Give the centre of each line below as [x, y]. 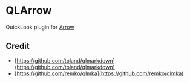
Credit [18, 46]
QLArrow [29, 11]
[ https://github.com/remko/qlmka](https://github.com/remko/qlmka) [99, 73]
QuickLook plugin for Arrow [40, 27]
